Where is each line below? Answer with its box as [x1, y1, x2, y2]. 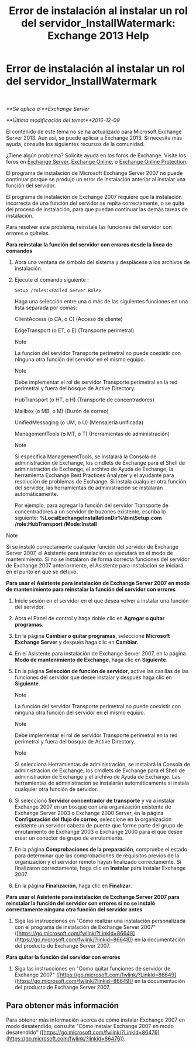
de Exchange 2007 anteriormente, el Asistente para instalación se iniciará [6, 562, 184, 569]
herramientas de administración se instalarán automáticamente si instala [14, 779, 189, 786]
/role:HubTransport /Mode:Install [14, 520, 97, 528]
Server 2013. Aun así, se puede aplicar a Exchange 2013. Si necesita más [6, 134, 183, 141]
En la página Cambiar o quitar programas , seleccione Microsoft [14, 632, 170, 639]
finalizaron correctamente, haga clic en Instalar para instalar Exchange [14, 864, 186, 871]
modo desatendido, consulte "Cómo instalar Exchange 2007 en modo [6, 1022, 174, 1029]
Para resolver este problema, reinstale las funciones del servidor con [6, 223, 172, 230]
